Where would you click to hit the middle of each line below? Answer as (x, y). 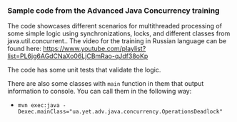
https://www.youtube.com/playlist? (94, 49)
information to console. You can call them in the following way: (100, 91)
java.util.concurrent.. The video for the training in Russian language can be (117, 41)
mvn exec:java (39, 106)
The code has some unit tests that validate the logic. (84, 70)
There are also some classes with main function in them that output (106, 84)
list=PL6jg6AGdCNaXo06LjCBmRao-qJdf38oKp (78, 56)
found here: (24, 49)
